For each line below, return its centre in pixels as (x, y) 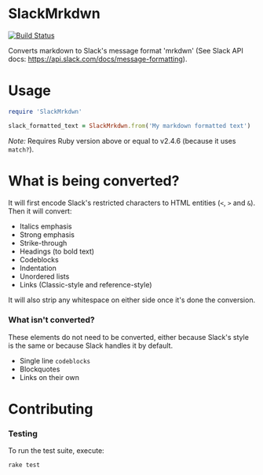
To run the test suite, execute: (56, 451)
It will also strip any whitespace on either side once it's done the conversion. (132, 300)
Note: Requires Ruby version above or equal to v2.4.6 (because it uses (122, 141)
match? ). (21, 149)
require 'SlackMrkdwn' (45, 111)
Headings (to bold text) (57, 251)
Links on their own (49, 377)
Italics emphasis (46, 226)
